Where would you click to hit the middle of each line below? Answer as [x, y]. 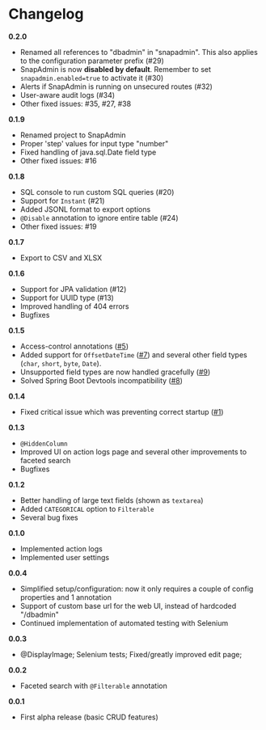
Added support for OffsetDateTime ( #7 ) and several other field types [134, 354]
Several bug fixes [49, 517]
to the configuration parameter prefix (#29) [92, 61]
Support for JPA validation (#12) [73, 289]
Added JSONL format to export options [85, 209]
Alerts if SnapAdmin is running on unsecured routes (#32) [116, 87]
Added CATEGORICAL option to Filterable [87, 508]
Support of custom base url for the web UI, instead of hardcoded [128, 606]
